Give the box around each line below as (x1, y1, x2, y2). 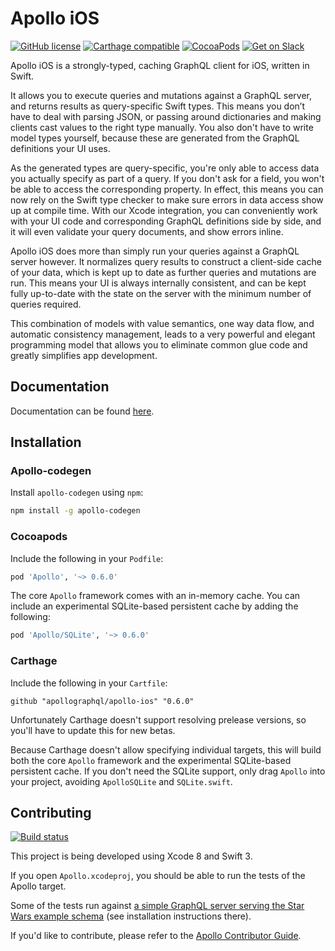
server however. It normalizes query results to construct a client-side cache (10, 255, 322, 267)
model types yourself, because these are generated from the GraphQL (10, 132, 300, 144)
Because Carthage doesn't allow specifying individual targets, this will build (10, 743, 322, 756)
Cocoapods (10, 530, 68, 544)
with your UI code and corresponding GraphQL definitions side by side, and (10, 215, 322, 227)
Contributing (10, 805, 92, 822)
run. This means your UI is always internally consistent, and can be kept (10, 277, 307, 289)
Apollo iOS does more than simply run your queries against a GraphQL (10, 245, 300, 257)
